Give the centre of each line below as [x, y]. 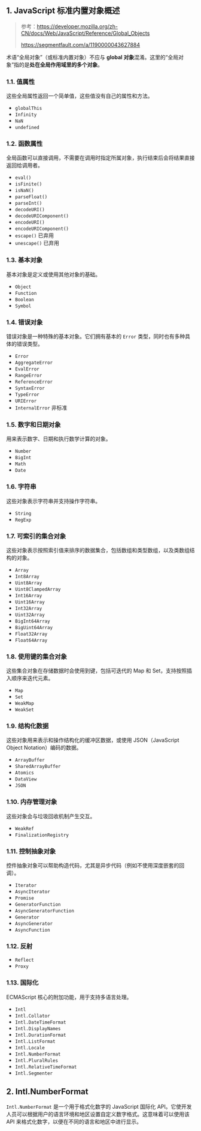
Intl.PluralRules [36, 1060]
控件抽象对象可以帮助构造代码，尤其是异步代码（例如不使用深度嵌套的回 [95, 866]
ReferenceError [34, 382]
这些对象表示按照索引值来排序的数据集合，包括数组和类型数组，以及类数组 [98, 550]
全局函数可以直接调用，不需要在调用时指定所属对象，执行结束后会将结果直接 [100, 158]
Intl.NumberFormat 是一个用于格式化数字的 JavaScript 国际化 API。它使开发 [99, 1107]
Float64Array [31, 640]
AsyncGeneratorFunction [45, 911]
